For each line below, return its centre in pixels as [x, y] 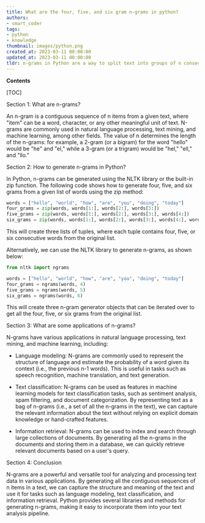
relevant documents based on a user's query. [72, 451]
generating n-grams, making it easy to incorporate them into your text [94, 507]
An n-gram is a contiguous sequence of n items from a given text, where [98, 116]
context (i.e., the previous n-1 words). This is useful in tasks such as [100, 369]
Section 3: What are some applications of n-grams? [71, 326]
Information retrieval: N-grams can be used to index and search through [106, 431]
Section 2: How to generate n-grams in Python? [66, 167]
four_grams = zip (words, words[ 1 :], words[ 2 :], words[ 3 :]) [83, 208]
